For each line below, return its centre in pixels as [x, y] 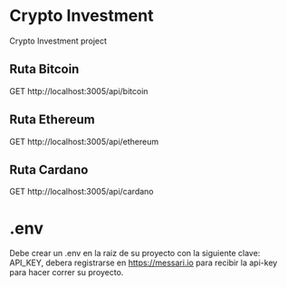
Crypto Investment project [58, 41]
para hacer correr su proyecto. [67, 273]
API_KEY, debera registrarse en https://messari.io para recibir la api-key [143, 263]
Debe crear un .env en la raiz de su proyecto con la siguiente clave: [135, 254]
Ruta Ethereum [52, 120]
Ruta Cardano [49, 170]
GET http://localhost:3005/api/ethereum [84, 141]
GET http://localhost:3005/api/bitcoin [79, 91]
